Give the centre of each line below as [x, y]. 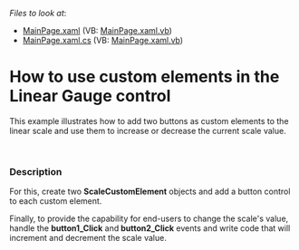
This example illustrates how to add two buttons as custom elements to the [149, 120]
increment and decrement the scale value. [88, 238]
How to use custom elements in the [145, 77]
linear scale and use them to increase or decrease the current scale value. [148, 130]
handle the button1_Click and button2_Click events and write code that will [150, 228]
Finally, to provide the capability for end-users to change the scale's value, [149, 219]
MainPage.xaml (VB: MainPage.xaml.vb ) [97, 30]
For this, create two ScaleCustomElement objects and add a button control [150, 192]
